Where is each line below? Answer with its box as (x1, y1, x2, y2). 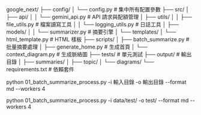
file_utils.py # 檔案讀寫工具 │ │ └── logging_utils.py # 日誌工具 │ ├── (6, 21, 179, 28)
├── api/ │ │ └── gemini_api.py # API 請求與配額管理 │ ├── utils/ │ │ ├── (6, 13, 192, 20)
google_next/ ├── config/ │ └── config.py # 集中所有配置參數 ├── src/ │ (6, 6, 190, 13)
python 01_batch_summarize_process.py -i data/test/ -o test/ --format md (6, 97, 189, 104)
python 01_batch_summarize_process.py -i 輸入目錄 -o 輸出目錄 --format (6, 78, 187, 86)
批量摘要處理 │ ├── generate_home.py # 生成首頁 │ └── (6, 43, 148, 50)
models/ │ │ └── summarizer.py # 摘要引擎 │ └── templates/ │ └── (6, 28, 176, 35)
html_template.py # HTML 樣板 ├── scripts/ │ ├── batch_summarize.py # (6, 36, 190, 43)
